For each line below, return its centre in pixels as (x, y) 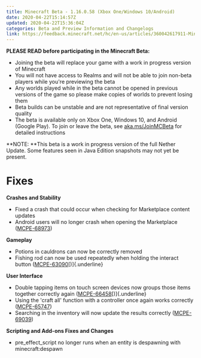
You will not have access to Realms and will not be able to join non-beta (103, 75)
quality (23, 114)
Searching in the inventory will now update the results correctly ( (95, 313)
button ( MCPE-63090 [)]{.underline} (59, 265)
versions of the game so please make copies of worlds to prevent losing (103, 95)
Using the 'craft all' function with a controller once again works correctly (104, 301)
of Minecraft (30, 69)
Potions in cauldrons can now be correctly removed (78, 251)
